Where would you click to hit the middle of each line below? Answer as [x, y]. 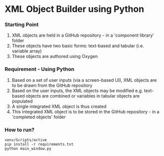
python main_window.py [28, 149]
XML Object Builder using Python [74, 9]
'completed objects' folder [39, 117]
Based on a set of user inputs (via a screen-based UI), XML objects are [84, 80]
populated [22, 101]
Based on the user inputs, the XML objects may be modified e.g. [77, 91]
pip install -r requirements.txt [39, 145]
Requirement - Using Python [40, 69]
